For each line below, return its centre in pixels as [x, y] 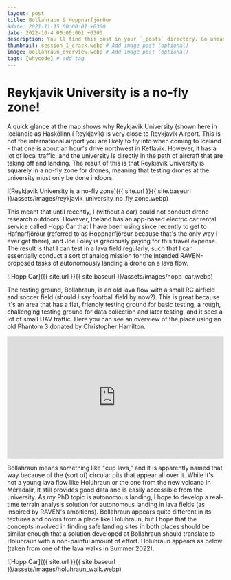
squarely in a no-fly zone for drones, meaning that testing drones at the [108, 170]
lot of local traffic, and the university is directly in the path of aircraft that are [115, 155]
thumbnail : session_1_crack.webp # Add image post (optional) [98, 46]
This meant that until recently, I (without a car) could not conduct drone [108, 212]
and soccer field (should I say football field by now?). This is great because [113, 297]
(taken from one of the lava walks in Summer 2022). [81, 548]
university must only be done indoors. [61, 177]
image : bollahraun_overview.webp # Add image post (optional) [98, 52]
